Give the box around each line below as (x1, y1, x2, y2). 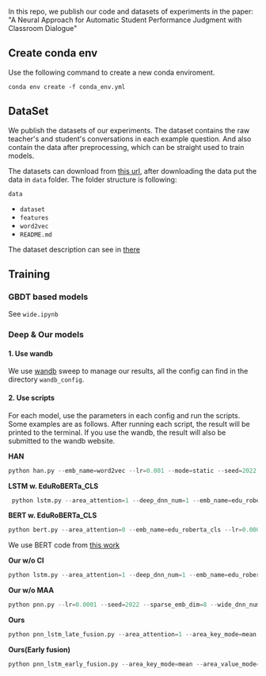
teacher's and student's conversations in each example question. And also (8, 134, 252, 144)
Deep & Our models (8, 329, 85, 340)
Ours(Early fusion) (8, 644, 71, 654)
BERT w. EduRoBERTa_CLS (8, 511, 97, 520)
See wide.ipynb (8, 309, 59, 319)
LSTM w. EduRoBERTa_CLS (8, 481, 99, 490)
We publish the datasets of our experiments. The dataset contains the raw (8, 125, 250, 135)
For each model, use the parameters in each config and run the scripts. (8, 410, 241, 420)
